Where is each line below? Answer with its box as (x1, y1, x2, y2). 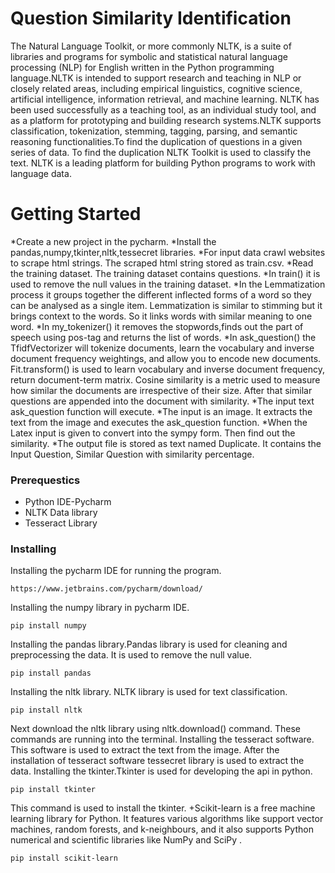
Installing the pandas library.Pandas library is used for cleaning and (10, 638, 288, 651)
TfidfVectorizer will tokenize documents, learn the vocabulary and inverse (10, 342, 315, 354)
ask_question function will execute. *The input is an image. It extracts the (10, 405, 313, 417)
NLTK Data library (24, 507, 98, 519)
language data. (10, 167, 72, 179)
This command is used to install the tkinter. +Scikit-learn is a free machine (10, 802, 316, 814)
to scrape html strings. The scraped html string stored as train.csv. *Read (10, 257, 314, 269)
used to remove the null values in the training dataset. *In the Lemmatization (10, 278, 326, 290)
